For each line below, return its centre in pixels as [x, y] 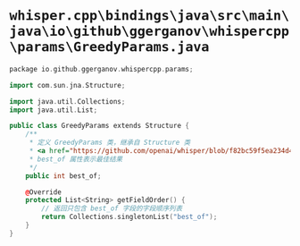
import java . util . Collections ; [67, 101]
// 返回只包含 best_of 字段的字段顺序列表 [112, 208]
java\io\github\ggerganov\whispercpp [150, 32]
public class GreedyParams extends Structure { [100, 126]
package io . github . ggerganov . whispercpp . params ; [101, 69]
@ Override [44, 192]
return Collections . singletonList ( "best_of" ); [129, 217]
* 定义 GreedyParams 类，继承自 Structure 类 [110, 143]
